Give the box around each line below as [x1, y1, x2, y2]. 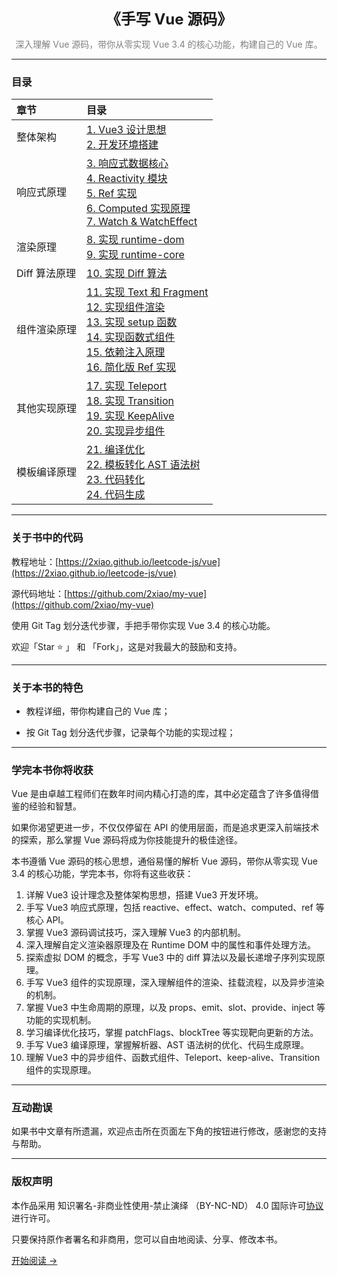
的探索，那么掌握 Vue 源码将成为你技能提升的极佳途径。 [11, 834, 243, 846]
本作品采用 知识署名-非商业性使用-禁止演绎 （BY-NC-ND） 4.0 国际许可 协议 [11, 1199, 324, 1211]
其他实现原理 [16, 402, 78, 416]
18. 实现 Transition [86, 394, 175, 408]
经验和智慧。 [28, 800, 82, 812]
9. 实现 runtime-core [86, 248, 185, 262]
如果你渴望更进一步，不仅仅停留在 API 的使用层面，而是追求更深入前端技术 [11, 822, 320, 834]
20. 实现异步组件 [86, 424, 166, 438]
